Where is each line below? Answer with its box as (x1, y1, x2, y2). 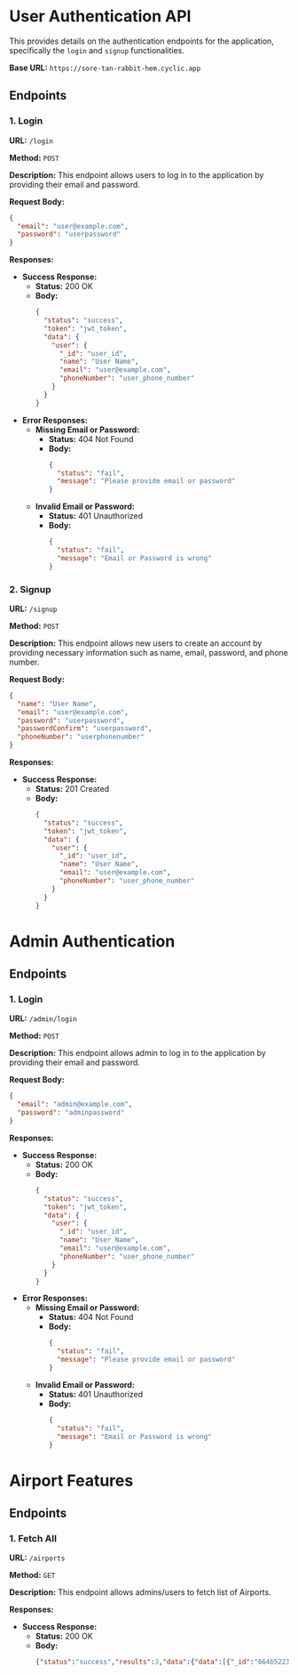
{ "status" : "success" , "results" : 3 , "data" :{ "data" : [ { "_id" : (35, 1657, 255, 1667)
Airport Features (9, 1470, 134, 1491)
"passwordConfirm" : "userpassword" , (17, 724, 153, 733)
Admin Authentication (9, 931, 176, 951)
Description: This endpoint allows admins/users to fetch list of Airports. (9, 1587, 272, 1598)
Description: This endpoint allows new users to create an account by (9, 638, 263, 648)
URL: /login (9, 135, 53, 146)
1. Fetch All (9, 1532, 58, 1544)
